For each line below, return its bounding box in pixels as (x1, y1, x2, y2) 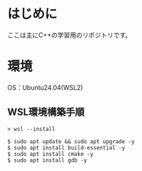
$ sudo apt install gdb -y (7, 157, 87, 164)
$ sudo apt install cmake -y (7, 150, 94, 157)
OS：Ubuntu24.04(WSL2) (7, 83, 83, 92)
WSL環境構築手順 (7, 106, 85, 118)
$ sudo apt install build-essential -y (7, 144, 126, 151)
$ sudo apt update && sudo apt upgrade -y (7, 138, 135, 145)
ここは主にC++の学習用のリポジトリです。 (7, 31, 132, 39)
